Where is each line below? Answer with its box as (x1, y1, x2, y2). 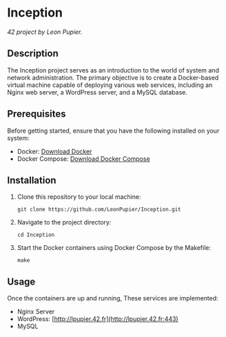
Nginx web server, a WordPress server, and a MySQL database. (7, 88, 187, 96)
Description (7, 48, 59, 59)
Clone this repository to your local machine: (17, 193, 141, 201)
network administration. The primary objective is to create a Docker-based (7, 73, 219, 81)
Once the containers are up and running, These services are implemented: (7, 294, 218, 302)
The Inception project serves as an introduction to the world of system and (7, 66, 219, 74)
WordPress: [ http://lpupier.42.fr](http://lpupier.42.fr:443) (17, 315, 178, 323)
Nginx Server (17, 307, 55, 316)
